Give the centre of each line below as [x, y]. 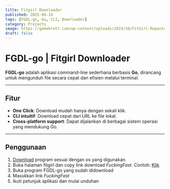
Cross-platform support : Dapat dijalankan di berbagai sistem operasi [85, 121]
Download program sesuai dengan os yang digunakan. [70, 159]
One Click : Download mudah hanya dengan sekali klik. [69, 110]
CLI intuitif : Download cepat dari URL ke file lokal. [65, 116]
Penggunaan [26, 147]
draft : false [19, 33]
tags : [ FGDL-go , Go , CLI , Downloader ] [46, 19]
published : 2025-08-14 [29, 15]
